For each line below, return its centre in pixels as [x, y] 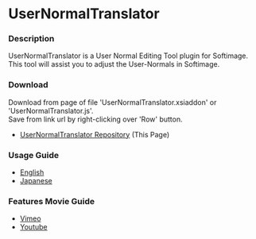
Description [31, 39]
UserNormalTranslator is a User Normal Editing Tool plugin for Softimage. [128, 56]
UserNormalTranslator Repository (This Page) [95, 134]
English [32, 172]
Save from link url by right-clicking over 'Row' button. [95, 119]
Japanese [36, 181]
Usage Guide [34, 155]
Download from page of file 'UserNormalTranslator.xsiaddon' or [112, 102]
